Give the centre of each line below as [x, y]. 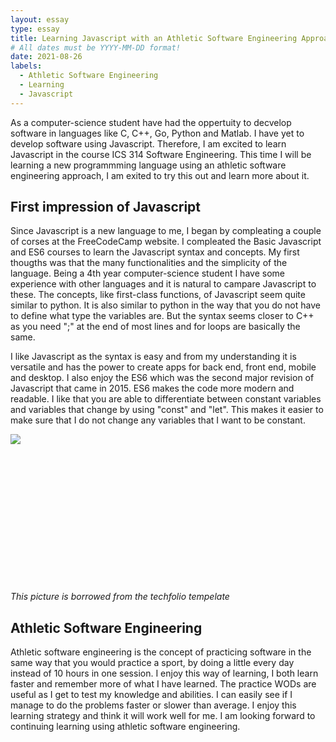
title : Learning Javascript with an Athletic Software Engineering [154, 38]
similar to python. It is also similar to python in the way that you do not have [165, 305]
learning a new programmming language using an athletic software [148, 165]
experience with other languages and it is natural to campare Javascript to [163, 284]
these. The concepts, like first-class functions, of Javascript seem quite [158, 295]
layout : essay [40, 19]
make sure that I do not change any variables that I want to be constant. [158, 420]
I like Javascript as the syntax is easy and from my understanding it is [153, 357]
